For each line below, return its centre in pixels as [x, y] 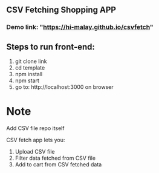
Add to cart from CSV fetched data [58, 165]
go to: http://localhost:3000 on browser [64, 87]
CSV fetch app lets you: [36, 140]
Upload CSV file [35, 152]
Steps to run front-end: [51, 47]
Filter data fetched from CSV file [55, 158]
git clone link [31, 61]
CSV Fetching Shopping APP [61, 10]
